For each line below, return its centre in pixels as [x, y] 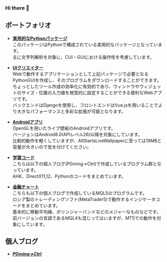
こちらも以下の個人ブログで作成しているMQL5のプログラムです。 [80, 193]
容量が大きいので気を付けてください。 [52, 147]
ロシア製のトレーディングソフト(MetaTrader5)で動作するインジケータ [84, 199]
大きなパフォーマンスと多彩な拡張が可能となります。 [71, 111]
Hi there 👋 [17, 8]
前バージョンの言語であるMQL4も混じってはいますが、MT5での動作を [84, 218]
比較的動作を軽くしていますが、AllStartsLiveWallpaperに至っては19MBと [87, 140]
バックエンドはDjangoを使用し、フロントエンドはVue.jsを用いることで [85, 105]
